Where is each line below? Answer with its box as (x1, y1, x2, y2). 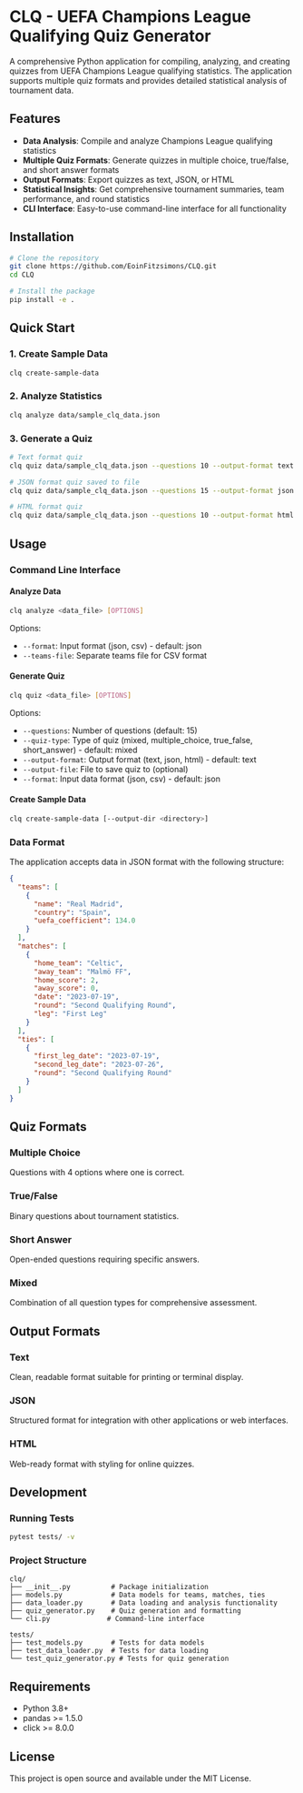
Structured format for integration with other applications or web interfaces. (9, 1415, 288, 1425)
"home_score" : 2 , (33, 975, 100, 984)
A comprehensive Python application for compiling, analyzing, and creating (9, 55, 290, 66)
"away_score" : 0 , (33, 984, 100, 993)
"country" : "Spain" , (33, 908, 112, 917)
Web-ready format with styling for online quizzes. (9, 1458, 195, 1469)
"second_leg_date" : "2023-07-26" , (33, 1060, 165, 1070)
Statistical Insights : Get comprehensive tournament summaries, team (22, 184, 285, 195)
